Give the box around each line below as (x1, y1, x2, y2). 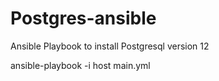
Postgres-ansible (10, 7, 157, 30)
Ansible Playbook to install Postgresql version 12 (10, 40, 210, 52)
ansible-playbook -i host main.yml (10, 59, 151, 71)
